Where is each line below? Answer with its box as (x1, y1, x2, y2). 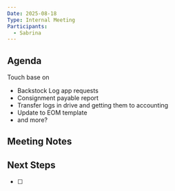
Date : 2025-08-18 (7, 10, 57, 17)
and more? (17, 116, 48, 124)
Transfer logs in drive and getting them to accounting (17, 101, 169, 110)
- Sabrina (13, 29, 41, 37)
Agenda (7, 54, 42, 66)
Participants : (7, 23, 48, 30)
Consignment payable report (17, 94, 99, 102)
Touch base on (7, 73, 50, 81)
